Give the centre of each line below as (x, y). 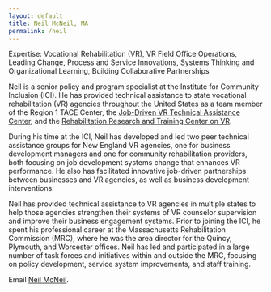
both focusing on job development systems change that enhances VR (124, 163)
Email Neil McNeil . (38, 280)
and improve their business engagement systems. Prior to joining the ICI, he (135, 221)
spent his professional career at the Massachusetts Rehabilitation (117, 230)
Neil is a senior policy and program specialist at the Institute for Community (133, 87)
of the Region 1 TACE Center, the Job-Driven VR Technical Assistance (125, 112)
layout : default (36, 16)
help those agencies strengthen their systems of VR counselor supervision (133, 213)
